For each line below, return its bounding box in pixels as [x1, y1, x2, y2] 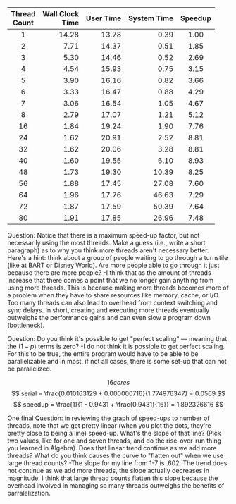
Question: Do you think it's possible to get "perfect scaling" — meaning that [7, 335, 228, 343]
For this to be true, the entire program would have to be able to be [7, 350, 199, 358]
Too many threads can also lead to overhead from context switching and [7, 299, 218, 307]
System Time [128, 13, 174, 23]
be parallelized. [7, 364, 52, 373]
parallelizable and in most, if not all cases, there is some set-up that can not [7, 357, 227, 365]
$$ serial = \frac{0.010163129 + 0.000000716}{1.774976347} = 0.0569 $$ [11, 389, 225, 398]
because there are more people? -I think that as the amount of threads [7, 269, 211, 277]
